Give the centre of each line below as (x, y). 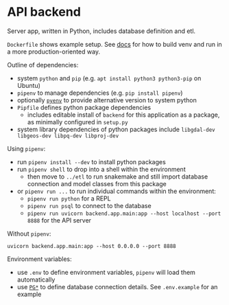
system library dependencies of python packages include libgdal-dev (116, 129)
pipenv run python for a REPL (69, 198)
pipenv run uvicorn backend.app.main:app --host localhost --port (124, 214)
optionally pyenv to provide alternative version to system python (107, 100)
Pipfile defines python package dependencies (84, 107)
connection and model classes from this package (97, 183)
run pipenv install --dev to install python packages (91, 161)
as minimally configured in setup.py (77, 122)
